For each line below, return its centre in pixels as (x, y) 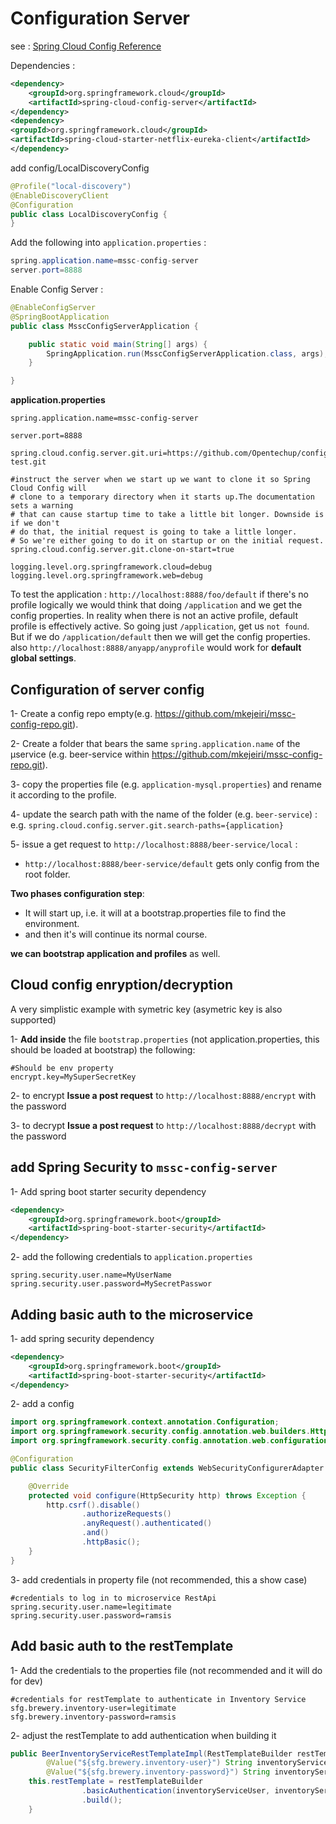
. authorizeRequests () (126, 1514)
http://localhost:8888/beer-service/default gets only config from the (172, 863)
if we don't (35, 523)
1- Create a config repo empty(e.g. (81, 713)
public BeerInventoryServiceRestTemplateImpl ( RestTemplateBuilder (151, 1753)
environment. (52, 923)
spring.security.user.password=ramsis (91, 1615)
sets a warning (42, 506)
